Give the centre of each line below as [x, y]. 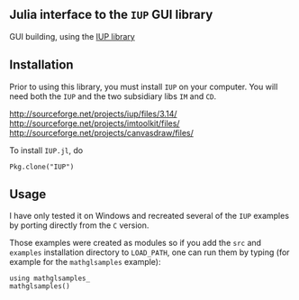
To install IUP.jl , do [46, 150]
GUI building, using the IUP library [72, 36]
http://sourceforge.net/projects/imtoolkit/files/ [95, 123]
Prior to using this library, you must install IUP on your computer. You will [144, 86]
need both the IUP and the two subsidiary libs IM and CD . [113, 96]
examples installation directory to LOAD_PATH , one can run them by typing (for [149, 252]
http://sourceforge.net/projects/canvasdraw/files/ [101, 132]
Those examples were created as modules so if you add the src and [136, 243]
